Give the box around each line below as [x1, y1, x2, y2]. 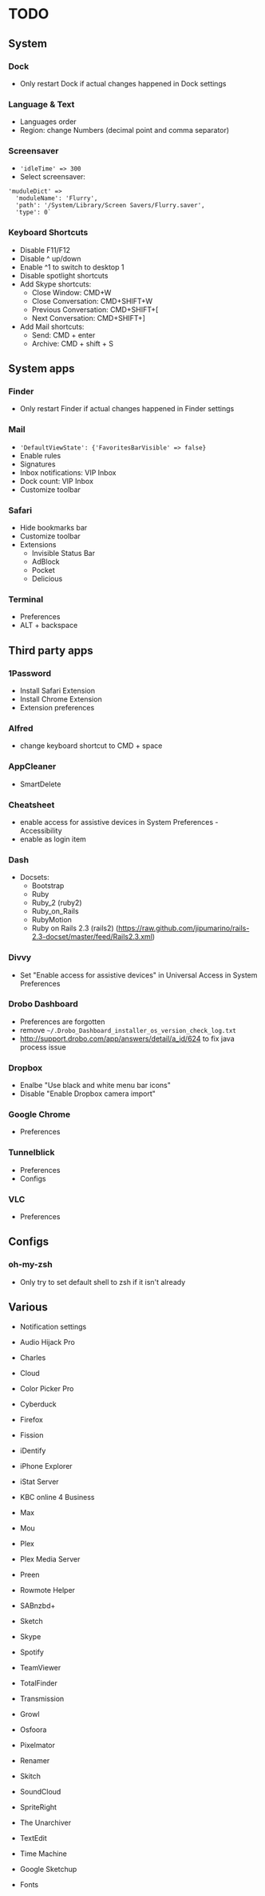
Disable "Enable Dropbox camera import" [19, 1089, 156, 1098]
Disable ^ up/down [19, 254, 81, 263]
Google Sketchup [19, 1864, 77, 1874]
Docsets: [19, 873, 49, 882]
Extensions [19, 540, 57, 550]
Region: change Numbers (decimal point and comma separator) [19, 126, 230, 135]
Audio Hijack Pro [19, 1337, 76, 1346]
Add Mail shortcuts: [19, 322, 85, 331]
